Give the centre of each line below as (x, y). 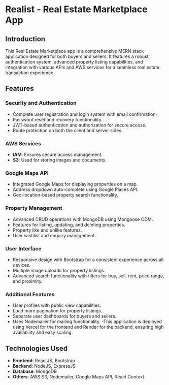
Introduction (25, 39)
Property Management (34, 208)
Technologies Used (36, 348)
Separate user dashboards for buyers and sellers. (64, 316)
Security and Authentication (41, 103)
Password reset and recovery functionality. (57, 119)
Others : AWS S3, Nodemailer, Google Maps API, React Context (78, 376)
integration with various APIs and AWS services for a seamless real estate (82, 67)
